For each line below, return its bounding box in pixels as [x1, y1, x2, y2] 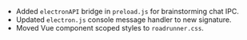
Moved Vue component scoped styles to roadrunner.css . [15, 24, 204, 32]
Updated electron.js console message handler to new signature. [15, 15, 232, 24]
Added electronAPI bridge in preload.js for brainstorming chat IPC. [15, 7, 240, 16]
